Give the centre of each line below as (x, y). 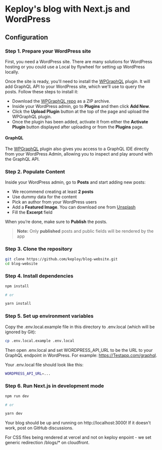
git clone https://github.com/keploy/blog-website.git (61, 259)
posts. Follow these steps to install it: (42, 91)
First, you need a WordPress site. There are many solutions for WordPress (79, 61)
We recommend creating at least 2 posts (53, 192)
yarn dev (14, 414)
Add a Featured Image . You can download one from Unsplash (74, 207)
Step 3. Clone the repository (39, 249)
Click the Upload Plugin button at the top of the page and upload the (80, 111)
